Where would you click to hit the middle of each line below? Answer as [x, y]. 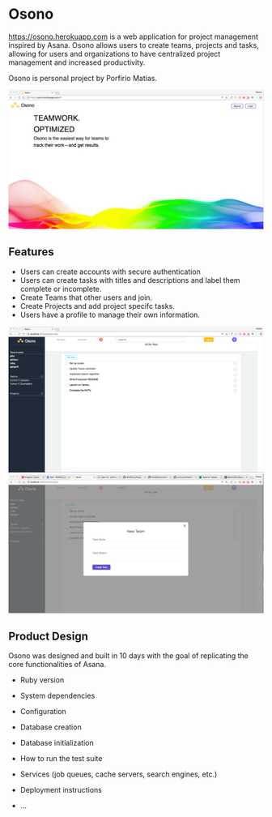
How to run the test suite [61, 759]
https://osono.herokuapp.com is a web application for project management [134, 36]
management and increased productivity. [77, 62]
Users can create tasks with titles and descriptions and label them [130, 280]
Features [31, 252]
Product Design [49, 636]
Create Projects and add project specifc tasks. [98, 306]
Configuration [43, 712]
